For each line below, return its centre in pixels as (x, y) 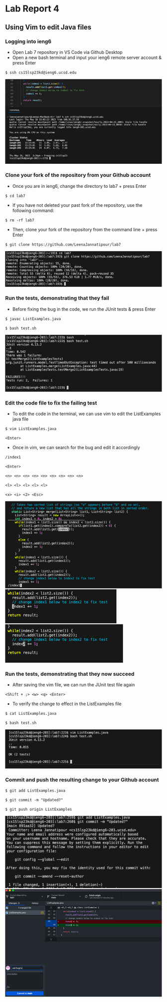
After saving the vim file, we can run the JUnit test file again (74, 684)
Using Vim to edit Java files (48, 27)
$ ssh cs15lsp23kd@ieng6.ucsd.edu (41, 72)
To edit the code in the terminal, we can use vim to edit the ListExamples (86, 414)
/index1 (13, 458)
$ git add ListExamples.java (35, 791)
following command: (33, 210)
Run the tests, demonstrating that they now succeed (70, 674)
